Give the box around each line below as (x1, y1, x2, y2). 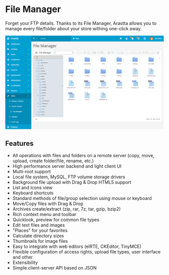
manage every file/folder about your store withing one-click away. (5, 25, 142, 31)
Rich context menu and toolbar (12, 212, 76, 218)
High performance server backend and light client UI (12, 163, 122, 169)
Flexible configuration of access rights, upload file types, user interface (12, 249, 161, 255)
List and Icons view (12, 185, 53, 191)
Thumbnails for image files (12, 238, 68, 244)
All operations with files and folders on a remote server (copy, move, (12, 153, 154, 159)
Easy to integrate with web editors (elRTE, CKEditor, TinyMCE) (12, 243, 142, 250)
